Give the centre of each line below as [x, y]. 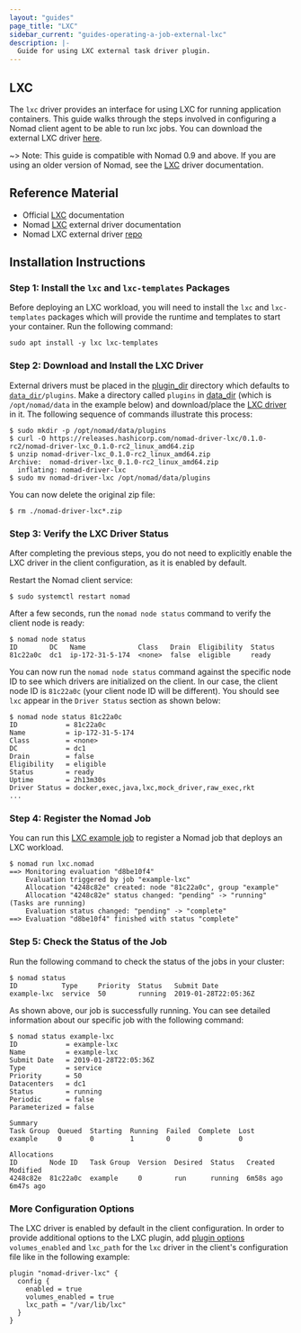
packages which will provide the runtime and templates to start [164, 317]
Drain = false [52, 757]
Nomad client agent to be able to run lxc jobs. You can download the [136, 128]
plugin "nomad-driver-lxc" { [64, 1273]
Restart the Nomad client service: [71, 581]
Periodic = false [52, 1099]
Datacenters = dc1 [48, 1084]
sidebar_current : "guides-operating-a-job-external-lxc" [118, 34]
